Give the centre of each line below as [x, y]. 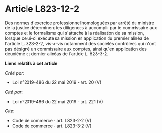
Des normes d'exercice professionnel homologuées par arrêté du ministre [80, 23]
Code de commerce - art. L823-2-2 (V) [52, 120]
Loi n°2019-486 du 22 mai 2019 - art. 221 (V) [57, 101]
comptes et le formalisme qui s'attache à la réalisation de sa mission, [75, 33]
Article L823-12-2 [42, 9]
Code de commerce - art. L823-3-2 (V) [52, 126]
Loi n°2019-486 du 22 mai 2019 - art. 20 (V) [57, 82]
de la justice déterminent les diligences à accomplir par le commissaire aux [81, 27]
